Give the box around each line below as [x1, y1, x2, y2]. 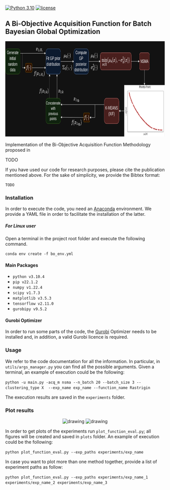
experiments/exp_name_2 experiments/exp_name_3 [5, 480, 108, 485]
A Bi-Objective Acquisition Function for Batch [5, 19, 152, 28]
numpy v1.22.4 [12, 285, 42, 290]
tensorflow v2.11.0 [12, 301, 54, 307]
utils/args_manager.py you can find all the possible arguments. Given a [5, 364, 154, 370]
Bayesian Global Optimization [5, 27, 101, 36]
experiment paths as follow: [5, 464, 63, 470]
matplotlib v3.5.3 [12, 296, 52, 301]
